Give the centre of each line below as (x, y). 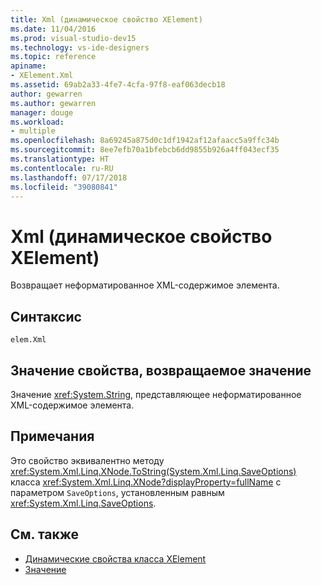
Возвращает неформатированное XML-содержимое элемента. (145, 285)
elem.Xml (28, 340)
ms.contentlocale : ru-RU (62, 168)
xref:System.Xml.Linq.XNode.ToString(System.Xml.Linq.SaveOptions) (153, 471)
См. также (45, 534)
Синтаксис (46, 316)
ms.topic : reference (53, 57)
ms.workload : (37, 122)
